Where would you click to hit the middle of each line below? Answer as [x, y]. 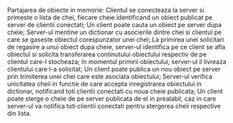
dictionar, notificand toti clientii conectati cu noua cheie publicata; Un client [115, 91]
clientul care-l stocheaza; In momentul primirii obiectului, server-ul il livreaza [117, 61]
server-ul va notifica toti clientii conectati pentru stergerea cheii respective [114, 106]
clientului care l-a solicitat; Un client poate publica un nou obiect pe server [114, 69]
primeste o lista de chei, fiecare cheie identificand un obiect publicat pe [110, 17]
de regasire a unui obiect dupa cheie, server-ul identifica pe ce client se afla [116, 47]
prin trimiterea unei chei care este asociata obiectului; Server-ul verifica [110, 76]
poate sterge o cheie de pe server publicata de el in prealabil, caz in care [112, 99]
